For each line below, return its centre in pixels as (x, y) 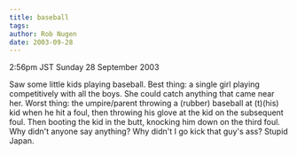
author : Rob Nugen (43, 34)
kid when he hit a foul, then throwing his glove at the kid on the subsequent (146, 112)
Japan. (22, 141)
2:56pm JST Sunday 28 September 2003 (84, 67)
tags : (19, 26)
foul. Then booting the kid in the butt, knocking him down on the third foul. (145, 122)
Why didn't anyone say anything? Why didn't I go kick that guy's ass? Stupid (148, 132)
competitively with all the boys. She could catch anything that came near (142, 94)
